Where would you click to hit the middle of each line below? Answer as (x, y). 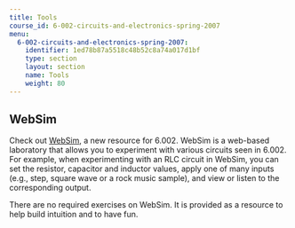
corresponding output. (50, 188)
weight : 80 (45, 83)
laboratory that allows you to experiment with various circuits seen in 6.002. (148, 150)
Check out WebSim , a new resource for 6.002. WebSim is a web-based (140, 141)
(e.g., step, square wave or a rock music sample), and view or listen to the (144, 178)
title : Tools (33, 17)
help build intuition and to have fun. (74, 215)
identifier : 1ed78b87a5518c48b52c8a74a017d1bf (113, 51)
